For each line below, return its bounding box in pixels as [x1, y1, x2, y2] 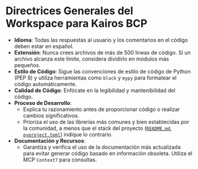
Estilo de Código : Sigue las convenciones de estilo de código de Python [14, 68, 191, 75]
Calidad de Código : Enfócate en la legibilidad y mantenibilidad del [14, 87, 175, 94]
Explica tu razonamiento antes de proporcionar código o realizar [23, 106, 180, 113]
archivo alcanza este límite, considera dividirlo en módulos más [14, 55, 170, 62]
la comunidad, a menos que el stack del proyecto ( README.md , [23, 125, 173, 132]
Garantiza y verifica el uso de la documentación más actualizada [23, 144, 181, 151]
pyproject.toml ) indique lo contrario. [23, 130, 113, 138]
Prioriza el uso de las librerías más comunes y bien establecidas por [23, 118, 190, 125]
